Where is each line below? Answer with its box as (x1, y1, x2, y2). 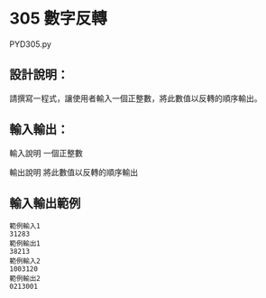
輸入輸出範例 (9, 195, 81, 210)
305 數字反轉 (9, 8, 108, 29)
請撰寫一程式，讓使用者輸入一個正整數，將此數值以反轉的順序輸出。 (9, 92, 262, 104)
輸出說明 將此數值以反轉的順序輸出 (9, 166, 138, 177)
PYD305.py (9, 38, 52, 50)
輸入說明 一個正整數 (9, 147, 83, 158)
